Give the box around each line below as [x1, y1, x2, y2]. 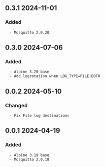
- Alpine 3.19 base [9, 153, 50, 158]
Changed [5, 102, 28, 109]
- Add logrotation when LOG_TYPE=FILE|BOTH [9, 74, 100, 79]
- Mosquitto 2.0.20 [9, 30, 50, 35]
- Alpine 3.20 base [9, 69, 50, 75]
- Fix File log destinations [9, 113, 70, 118]
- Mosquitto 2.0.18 [9, 157, 50, 162]
